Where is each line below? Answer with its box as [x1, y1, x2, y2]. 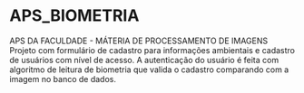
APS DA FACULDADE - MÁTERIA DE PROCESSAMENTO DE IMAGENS [9, 35, 269, 46]
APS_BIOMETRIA [9, 5, 140, 26]
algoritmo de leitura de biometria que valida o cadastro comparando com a [9, 64, 289, 75]
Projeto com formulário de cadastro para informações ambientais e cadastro [9, 44, 295, 55]
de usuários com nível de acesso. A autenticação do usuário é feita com [9, 54, 279, 65]
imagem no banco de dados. [9, 73, 116, 84]
